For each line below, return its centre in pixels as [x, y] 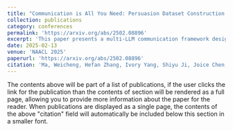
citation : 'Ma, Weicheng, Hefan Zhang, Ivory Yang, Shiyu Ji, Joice [108, 65]
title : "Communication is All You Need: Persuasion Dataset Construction [116, 13]
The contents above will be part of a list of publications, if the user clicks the [116, 84]
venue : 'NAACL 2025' [37, 52]
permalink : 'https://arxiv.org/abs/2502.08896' [77, 33]
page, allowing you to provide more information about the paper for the [109, 99]
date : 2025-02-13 [32, 46]
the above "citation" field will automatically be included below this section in [116, 114]
